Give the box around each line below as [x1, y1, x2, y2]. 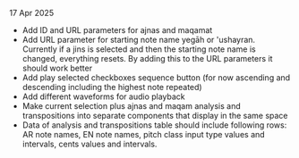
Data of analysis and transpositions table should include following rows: [21, 120, 287, 130]
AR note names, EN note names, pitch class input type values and [21, 129, 266, 139]
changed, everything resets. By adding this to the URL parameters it [21, 54, 273, 63]
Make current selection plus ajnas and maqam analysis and [21, 101, 242, 111]
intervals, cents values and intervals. [21, 138, 158, 149]
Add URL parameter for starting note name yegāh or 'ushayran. [21, 35, 256, 45]
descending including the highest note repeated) [21, 82, 203, 92]
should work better [21, 62, 92, 73]
